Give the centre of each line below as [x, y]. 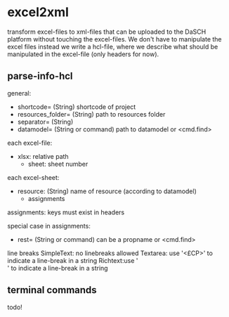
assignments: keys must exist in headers [66, 212]
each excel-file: [30, 143]
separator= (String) [45, 122]
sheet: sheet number [58, 164]
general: [19, 93]
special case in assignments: [49, 226]
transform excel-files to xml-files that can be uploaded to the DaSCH [107, 32]
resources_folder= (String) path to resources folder [91, 114]
